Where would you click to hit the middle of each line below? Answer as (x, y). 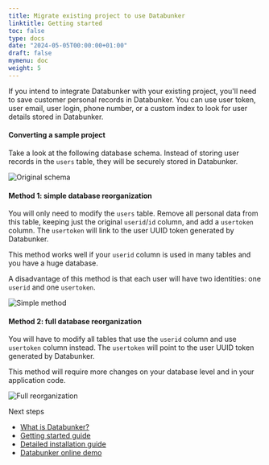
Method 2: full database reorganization (75, 321)
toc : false (27, 31)
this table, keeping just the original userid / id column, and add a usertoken (131, 222)
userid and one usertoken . (52, 287)
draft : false (30, 53)
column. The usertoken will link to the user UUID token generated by (122, 231)
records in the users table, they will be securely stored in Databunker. (123, 161)
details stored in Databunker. (56, 117)
